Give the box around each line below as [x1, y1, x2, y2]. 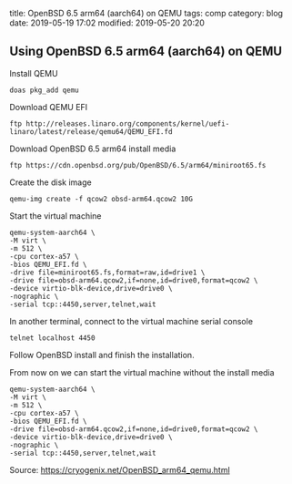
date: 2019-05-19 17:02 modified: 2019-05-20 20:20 [9, 17, 205, 28]
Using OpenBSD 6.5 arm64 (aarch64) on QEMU [9, 44, 283, 59]
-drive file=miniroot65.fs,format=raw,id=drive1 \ [9, 268, 206, 277]
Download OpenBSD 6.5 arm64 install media [9, 143, 176, 154]
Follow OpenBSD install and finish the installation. [9, 349, 195, 360]
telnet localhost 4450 [9, 333, 96, 343]
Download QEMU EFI [9, 101, 88, 112]
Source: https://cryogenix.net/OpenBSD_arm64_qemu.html [9, 464, 230, 475]
